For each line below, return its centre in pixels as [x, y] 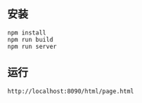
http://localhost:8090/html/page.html [71, 91]
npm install [27, 33]
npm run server [32, 46]
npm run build [31, 39]
